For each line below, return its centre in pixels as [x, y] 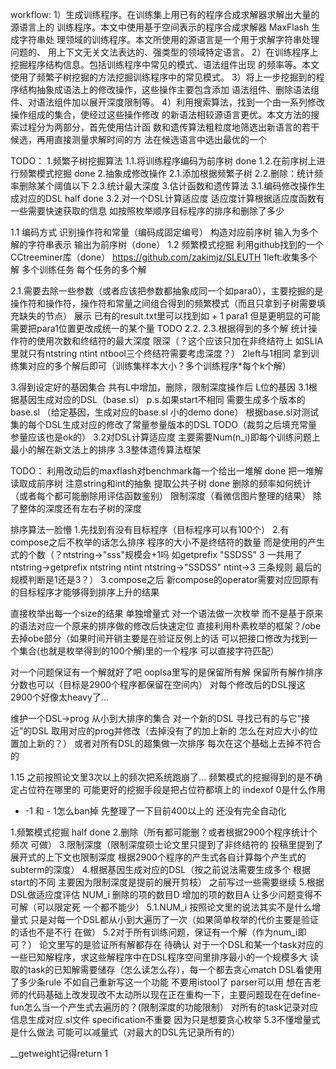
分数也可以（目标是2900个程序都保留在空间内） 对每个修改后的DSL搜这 [158, 684]
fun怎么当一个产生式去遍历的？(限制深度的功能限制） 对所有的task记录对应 [164, 1007]
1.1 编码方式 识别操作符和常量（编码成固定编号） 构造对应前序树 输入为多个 [164, 232]
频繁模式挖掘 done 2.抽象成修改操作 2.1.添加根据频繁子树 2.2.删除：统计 [166, 173]
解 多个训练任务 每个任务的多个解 [78, 269]
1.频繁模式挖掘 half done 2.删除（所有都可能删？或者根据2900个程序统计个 [164, 832]
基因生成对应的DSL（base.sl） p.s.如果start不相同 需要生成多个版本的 [162, 399]
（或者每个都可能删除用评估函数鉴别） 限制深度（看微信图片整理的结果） [160, 496]
